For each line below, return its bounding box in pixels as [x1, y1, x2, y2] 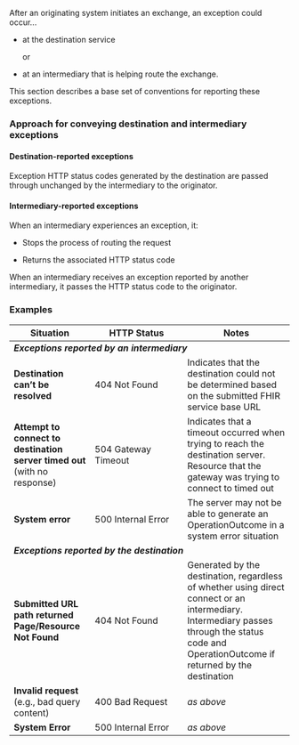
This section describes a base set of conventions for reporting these [9, 86, 261, 96]
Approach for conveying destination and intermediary [9, 117, 247, 130]
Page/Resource [13, 619, 80, 632]
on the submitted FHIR [187, 389, 280, 401]
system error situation [187, 530, 279, 542]
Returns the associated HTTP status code [21, 255, 175, 265]
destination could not [187, 367, 276, 379]
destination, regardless [187, 570, 283, 582]
